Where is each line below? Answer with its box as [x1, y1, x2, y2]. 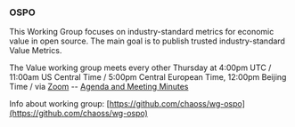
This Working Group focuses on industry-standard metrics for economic [9, 27, 275, 37]
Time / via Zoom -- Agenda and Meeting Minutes [9, 82, 189, 92]
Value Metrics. [9, 45, 62, 56]
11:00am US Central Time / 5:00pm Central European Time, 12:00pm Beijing [9, 72, 287, 83]
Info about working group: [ [9, 99, 110, 109]
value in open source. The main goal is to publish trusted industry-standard [9, 36, 285, 46]
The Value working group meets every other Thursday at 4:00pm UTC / [9, 62, 272, 73]
